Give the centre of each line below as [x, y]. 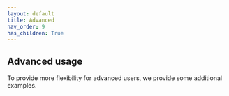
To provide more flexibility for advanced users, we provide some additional [114, 78]
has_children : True [36, 33]
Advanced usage [45, 61]
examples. [22, 86]
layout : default [31, 14]
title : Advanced [31, 20]
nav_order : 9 [26, 26]
